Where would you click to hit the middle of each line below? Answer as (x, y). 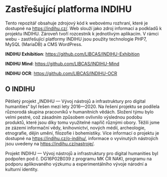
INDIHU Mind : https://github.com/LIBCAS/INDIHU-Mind (62, 63)
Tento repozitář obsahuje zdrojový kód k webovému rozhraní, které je (77, 23)
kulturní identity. (22, 169)
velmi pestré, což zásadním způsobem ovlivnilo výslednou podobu (74, 117)
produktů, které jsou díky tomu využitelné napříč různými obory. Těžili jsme (82, 122)
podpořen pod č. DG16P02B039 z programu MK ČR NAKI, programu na (78, 158)
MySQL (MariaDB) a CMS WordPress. (44, 44)
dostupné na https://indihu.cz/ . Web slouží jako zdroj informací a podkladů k (83, 28)
